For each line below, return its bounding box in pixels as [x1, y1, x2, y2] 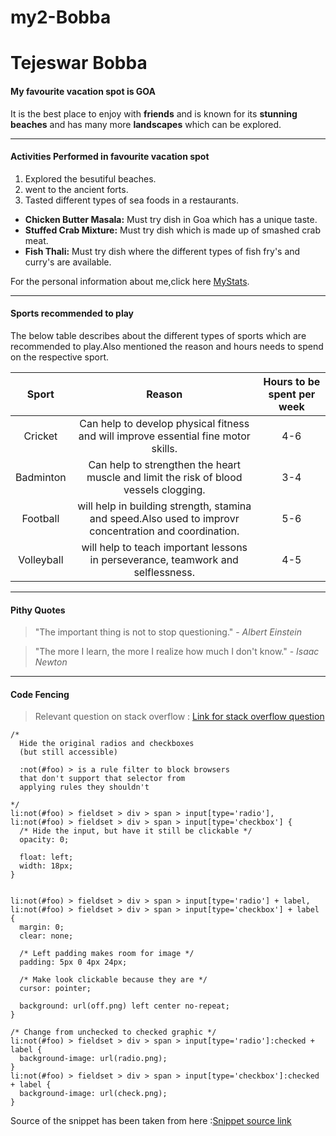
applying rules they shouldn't [19, 782, 150, 793]
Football [21, 511, 60, 525]
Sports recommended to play [10, 307, 134, 320]
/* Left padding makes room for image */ [19, 949, 195, 959]
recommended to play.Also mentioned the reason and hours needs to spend [10, 340, 324, 352]
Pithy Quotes [10, 604, 66, 616]
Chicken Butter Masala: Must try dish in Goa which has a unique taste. [24, 213, 318, 225]
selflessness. [133, 565, 196, 579]
